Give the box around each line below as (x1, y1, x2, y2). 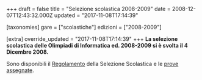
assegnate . (6, 67, 35, 74)
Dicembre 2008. (6, 48, 49, 56)
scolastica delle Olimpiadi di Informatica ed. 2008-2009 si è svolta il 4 (6, 42, 188, 49)
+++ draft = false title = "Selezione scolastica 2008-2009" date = (6, 5, 171, 12)
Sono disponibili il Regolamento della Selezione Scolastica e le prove (6, 60, 179, 67)
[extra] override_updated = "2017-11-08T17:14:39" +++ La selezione (6, 35, 178, 42)
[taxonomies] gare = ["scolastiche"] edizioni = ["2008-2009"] (6, 24, 162, 31)
